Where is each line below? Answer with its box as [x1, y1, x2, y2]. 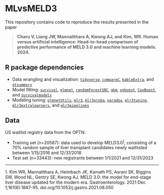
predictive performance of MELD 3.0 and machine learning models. [17, 44, 157, 50]
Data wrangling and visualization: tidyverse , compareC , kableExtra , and [12, 76, 154, 82]
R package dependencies [5, 63, 84, 72]
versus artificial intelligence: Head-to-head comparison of [17, 39, 139, 44]
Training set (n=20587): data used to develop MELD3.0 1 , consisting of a [12, 138, 157, 145]
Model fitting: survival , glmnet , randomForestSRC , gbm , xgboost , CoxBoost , [12, 86, 157, 93]
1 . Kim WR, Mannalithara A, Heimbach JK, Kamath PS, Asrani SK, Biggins [5, 169, 151, 175]
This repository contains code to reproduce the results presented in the [5, 19, 149, 25]
